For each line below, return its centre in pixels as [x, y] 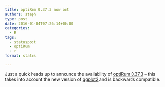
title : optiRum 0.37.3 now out [37, 10]
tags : [11, 38]
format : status [21, 56]
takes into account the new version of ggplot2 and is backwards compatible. [83, 79]
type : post [16, 19]
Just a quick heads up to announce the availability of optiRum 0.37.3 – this [80, 74]
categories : [17, 28]
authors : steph [21, 14]
